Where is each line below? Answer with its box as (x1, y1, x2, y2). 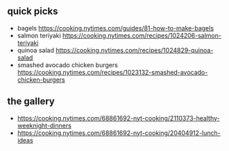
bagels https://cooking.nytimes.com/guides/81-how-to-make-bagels (17, 24, 214, 32)
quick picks (7, 6, 58, 17)
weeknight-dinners (17, 121, 71, 130)
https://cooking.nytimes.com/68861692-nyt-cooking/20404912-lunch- (17, 128, 221, 137)
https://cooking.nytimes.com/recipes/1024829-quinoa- (55, 46, 214, 54)
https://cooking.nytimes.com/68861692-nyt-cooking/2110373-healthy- (17, 114, 220, 122)
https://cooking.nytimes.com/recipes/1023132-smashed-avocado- (17, 68, 208, 76)
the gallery (7, 96, 56, 107)
